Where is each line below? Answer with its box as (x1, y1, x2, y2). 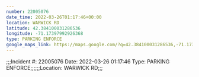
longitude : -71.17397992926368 (6, 31, 84, 37)
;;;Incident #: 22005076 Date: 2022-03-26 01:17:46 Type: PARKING (6, 57, 170, 65)
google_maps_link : (6, 42, 52, 48)
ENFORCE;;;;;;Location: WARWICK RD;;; (6, 64, 103, 71)
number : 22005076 (6, 8, 49, 15)
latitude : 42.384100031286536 (6, 25, 81, 31)
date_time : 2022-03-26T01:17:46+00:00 (6, 14, 102, 20)
